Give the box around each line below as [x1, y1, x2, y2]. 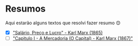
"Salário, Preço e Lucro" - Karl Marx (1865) [12, 29, 103, 35]
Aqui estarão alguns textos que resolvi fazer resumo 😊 [5, 20, 121, 26]
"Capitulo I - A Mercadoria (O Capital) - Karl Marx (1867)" [12, 35, 133, 41]
